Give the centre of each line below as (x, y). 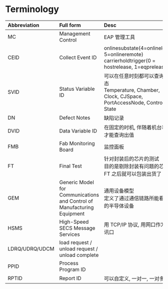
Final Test (70, 166)
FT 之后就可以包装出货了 (133, 174)
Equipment (72, 213)
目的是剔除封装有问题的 (131, 166)
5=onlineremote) (123, 54)
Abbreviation (23, 25)
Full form (70, 25)
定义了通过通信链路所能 (131, 198)
